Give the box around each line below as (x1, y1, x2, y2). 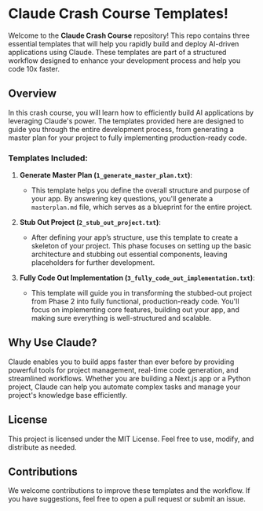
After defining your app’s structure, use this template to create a (31, 233, 239, 242)
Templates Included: (8, 153, 89, 164)
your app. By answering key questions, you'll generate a (31, 194, 214, 204)
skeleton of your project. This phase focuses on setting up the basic (31, 241, 252, 251)
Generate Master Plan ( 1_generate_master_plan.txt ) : (19, 171, 193, 180)
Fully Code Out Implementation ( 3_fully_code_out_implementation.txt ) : (19, 273, 255, 283)
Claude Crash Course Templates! (8, 5, 229, 23)
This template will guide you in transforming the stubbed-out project (31, 289, 253, 298)
